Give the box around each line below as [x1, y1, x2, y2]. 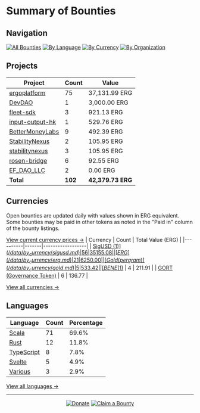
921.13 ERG [88, 108, 123, 116]
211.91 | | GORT [136, 264, 173, 272]
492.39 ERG [88, 127, 123, 135]
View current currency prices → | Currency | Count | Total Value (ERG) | [6, 236, 182, 243]
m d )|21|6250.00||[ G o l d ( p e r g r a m [61, 256, 141, 263]
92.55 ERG [88, 156, 119, 164]
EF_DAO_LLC [9, 166, 46, 174]
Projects [6, 61, 38, 71]
